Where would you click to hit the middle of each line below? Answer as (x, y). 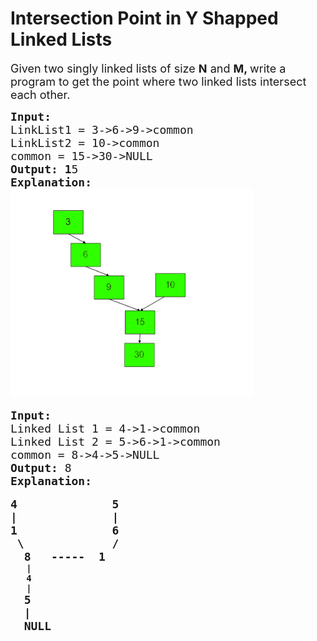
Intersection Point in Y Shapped (144, 18)
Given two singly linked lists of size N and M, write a (148, 68)
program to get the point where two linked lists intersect (158, 81)
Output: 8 (41, 467)
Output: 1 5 (44, 169)
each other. (40, 94)
